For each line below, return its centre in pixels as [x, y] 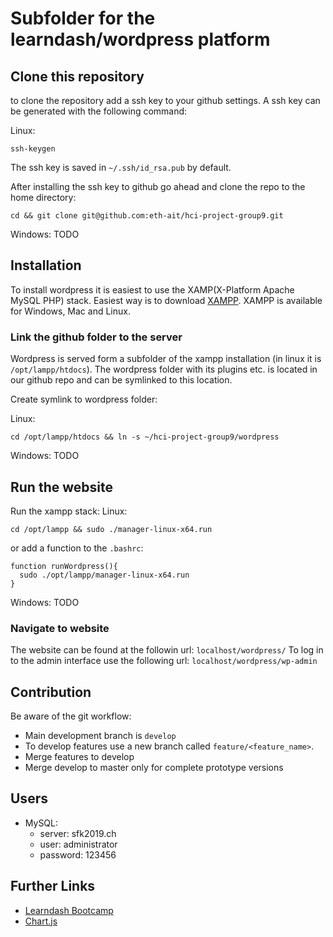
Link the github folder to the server [96, 337]
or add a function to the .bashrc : [77, 548]
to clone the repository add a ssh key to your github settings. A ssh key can [165, 100]
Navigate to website [60, 628]
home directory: [43, 197]
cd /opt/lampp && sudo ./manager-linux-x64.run [111, 529]
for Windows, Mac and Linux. [70, 311]
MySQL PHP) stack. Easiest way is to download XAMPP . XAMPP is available [166, 300]
